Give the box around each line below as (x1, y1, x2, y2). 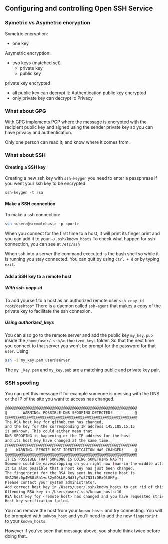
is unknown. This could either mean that (5, 429, 93, 434)
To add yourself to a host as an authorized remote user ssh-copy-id (5, 297, 144, 303)
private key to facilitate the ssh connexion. (5, 308, 92, 314)
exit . (5, 261, 16, 267)
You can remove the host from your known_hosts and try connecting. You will (5, 508, 162, 514)
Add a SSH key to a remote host (5, 273, 72, 279)
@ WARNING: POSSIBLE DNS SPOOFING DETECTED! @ (5, 410, 137, 415)
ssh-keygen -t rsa (5, 190, 43, 195)
